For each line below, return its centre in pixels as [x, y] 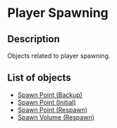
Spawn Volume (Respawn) [56, 117]
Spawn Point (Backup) [50, 95]
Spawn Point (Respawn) [53, 110]
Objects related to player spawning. [59, 56]
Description [33, 39]
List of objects [39, 78]
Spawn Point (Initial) [47, 102]
